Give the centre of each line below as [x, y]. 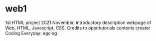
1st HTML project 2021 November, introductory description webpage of [78, 22]
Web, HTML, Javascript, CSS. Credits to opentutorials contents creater [78, 27]
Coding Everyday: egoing [31, 33]
